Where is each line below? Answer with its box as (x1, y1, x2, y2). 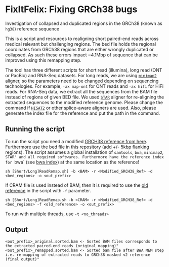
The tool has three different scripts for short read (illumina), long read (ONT (5, 67, 162, 73)
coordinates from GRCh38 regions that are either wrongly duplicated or (5, 46, 154, 52)
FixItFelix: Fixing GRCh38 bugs (5, 4, 138, 15)
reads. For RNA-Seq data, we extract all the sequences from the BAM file (5, 88, 158, 94)
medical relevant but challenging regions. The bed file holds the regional (5, 41, 156, 47)
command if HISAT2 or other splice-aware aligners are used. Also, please (5, 105, 156, 111)
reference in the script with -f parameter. (5, 187, 91, 193)
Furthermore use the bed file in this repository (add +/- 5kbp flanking (5, 144, 149, 150)
